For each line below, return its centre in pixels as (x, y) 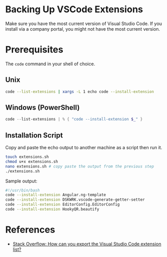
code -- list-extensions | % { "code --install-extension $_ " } (74, 119)
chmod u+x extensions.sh (32, 161)
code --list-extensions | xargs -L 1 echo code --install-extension (80, 91)
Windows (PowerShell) (43, 108)
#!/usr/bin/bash (22, 190)
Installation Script (34, 135)
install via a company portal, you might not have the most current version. (83, 29)
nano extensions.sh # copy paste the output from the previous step (80, 166)
